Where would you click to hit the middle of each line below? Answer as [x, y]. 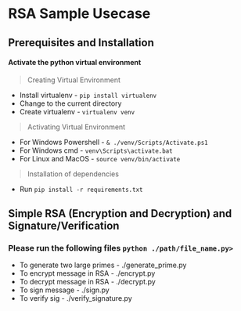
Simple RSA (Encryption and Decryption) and [120, 213]
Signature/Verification [64, 226]
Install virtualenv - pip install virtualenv [88, 95]
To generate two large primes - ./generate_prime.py [103, 265]
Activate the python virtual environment [75, 63]
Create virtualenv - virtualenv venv [77, 111]
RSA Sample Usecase [79, 14]
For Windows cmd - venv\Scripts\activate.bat [96, 150]
